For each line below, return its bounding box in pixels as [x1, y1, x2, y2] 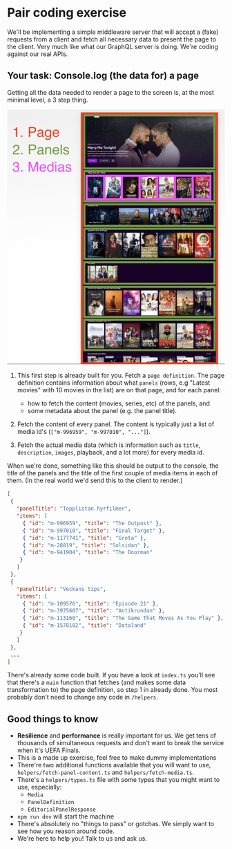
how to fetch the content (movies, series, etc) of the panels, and [27, 399, 211, 408]
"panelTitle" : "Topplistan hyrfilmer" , [16, 505, 131, 513]
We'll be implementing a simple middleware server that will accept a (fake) [7, 28, 219, 36]
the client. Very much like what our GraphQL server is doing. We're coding [7, 42, 219, 51]
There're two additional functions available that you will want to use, [17, 761, 211, 769]
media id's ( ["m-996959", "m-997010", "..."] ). [17, 428, 151, 436]
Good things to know [7, 713, 99, 724]
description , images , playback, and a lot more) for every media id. [17, 448, 205, 457]
